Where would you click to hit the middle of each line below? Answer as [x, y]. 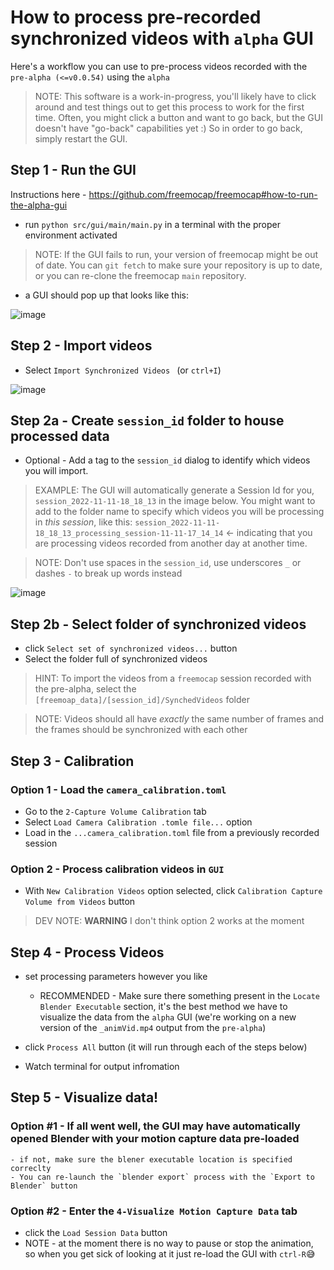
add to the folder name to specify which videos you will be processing [179, 512]
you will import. [56, 471]
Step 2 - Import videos [81, 346]
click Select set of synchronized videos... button [131, 648]
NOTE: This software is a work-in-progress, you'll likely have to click [175, 96]
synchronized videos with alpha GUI [162, 38]
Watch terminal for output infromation [102, 1066]
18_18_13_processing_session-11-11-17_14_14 [129, 534]
